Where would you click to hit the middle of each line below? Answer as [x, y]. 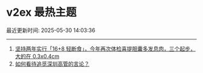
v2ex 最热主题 [41, 12]
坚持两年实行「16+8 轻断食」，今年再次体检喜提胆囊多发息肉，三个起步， [105, 48]
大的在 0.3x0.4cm [37, 56]
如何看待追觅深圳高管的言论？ [52, 63]
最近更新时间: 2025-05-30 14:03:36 [51, 30]
